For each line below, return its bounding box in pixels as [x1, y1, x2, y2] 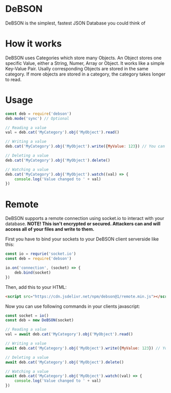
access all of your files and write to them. [5, 226, 95, 232]
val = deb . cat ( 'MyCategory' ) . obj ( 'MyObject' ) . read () [5, 130, 120, 135]
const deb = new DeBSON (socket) [5, 317, 74, 323]
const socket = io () [5, 313, 49, 318]
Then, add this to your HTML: [5, 284, 67, 290]
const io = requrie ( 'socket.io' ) [5, 251, 76, 257]
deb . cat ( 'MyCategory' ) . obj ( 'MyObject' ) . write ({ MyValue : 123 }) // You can [5, 144, 165, 149]
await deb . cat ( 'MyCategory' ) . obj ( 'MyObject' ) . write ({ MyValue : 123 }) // [5, 346, 160, 351]
